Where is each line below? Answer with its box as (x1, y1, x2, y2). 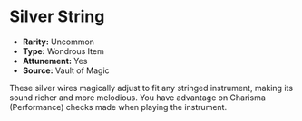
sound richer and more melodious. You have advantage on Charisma (9, 92, 266, 103)
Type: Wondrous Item (22, 45, 104, 56)
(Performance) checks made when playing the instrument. (9, 101, 228, 112)
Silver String (9, 6, 105, 27)
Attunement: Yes (22, 55, 88, 66)
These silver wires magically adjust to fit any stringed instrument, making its (9, 82, 293, 93)
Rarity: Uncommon (22, 36, 95, 47)
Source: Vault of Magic (22, 65, 111, 76)
